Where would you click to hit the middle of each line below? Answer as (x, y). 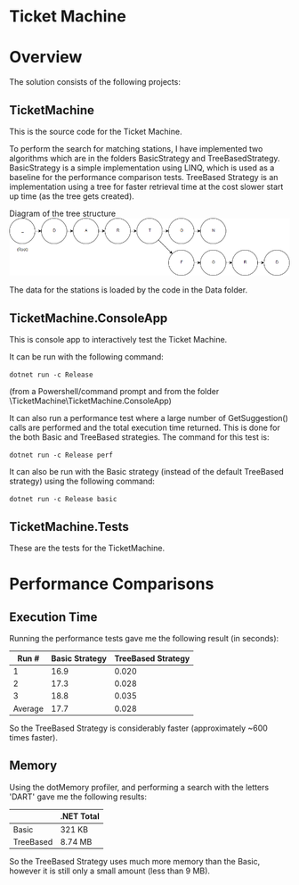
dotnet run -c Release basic (63, 500)
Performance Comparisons (112, 584)
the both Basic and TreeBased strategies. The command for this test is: (139, 437)
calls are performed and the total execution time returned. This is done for (145, 428)
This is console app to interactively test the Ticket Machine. (118, 340)
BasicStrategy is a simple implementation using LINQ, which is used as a (142, 168)
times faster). (33, 738)
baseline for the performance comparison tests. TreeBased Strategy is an (144, 177)
